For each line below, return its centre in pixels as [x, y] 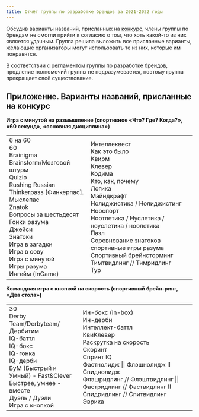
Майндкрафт [109, 196]
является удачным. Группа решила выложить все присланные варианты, [99, 41]
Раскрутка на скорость [116, 342]
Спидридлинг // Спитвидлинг [125, 394]
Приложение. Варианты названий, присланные [99, 97]
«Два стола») [24, 295]
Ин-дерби [97, 320]
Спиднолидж [101, 372]
